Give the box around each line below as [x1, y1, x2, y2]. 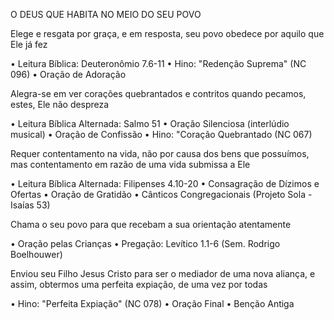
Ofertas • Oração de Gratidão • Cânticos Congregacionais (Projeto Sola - [10, 189, 313, 200]
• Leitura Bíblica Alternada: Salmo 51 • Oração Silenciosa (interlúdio [10, 118, 290, 129]
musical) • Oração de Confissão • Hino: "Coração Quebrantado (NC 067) [10, 129, 313, 140]
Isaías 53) [10, 199, 51, 211]
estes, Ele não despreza [10, 99, 110, 110]
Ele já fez [10, 39, 48, 50]
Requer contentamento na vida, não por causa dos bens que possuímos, [10, 148, 310, 159]
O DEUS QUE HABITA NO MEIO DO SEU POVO [10, 9, 202, 20]
